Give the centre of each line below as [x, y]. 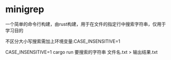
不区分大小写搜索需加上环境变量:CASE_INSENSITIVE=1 [63, 41]
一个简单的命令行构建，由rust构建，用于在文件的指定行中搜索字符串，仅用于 [86, 24]
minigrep [25, 9]
